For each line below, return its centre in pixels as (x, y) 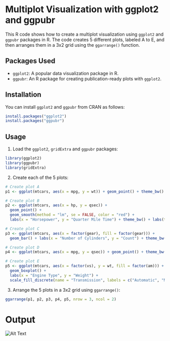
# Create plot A (22, 187)
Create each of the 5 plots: (40, 177)
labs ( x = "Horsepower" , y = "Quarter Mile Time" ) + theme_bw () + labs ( (87, 220)
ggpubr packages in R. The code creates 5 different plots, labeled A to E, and (85, 40)
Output (20, 319)
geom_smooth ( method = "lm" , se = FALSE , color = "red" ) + (72, 215)
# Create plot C (22, 229)
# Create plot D (22, 247)
